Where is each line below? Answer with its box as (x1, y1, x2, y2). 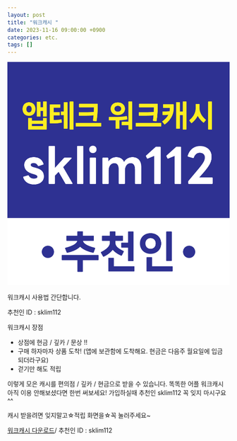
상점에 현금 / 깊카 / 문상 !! (17, 338, 88, 347)
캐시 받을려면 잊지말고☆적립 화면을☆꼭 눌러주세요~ (7, 411, 151, 420)
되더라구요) (17, 356, 49, 365)
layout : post (7, 11, 46, 18)
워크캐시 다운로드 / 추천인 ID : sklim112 (7, 426, 113, 435)
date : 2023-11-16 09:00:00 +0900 (7, 26, 106, 33)
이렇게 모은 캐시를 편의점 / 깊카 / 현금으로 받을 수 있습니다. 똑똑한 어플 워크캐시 (7, 379, 224, 389)
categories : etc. (7, 34, 59, 41)
